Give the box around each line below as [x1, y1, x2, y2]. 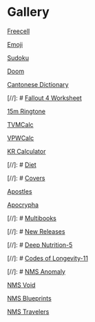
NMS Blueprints [7, 294, 52, 302]
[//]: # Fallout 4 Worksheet [7, 94, 83, 102]
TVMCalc [7, 120, 34, 128]
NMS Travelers [7, 308, 50, 316]
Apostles [7, 187, 32, 195]
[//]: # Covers [7, 174, 45, 182]
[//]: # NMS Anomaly [7, 267, 65, 276]
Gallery [7, 4, 50, 20]
